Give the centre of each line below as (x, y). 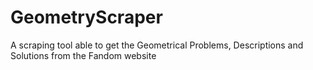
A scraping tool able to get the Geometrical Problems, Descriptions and (157, 45)
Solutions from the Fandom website (83, 55)
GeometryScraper (86, 17)
